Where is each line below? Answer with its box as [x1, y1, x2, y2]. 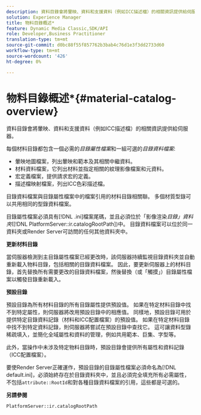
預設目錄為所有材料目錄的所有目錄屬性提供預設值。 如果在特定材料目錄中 [6, 301, 186, 308]
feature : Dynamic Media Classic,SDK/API [6, 25, 109, 32]
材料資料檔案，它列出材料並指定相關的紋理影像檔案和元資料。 [14, 165, 167, 173]
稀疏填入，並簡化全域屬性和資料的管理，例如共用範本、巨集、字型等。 [6, 331, 179, 338]
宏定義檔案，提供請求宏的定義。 [14, 173, 94, 180]
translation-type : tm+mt [6, 36, 68, 42]
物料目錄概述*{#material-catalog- [6, 91, 176, 105]
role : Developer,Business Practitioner [6, 31, 106, 37]
